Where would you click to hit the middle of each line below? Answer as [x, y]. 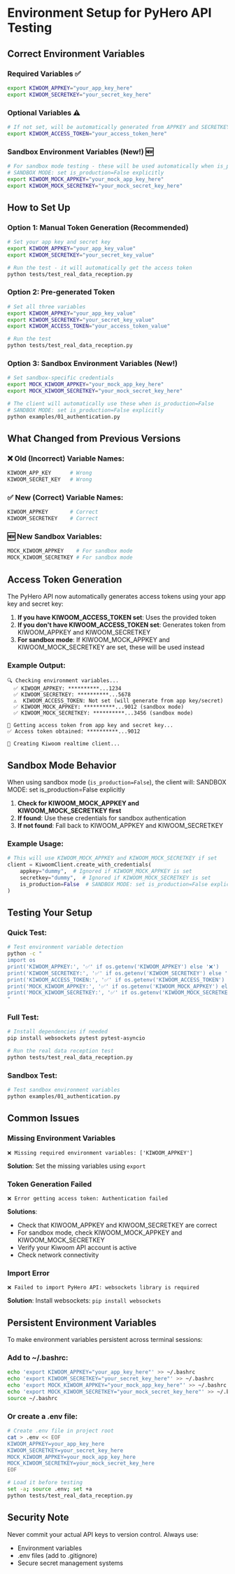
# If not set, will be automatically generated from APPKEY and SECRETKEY [119, 127]
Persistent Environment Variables [82, 1323]
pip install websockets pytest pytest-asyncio [76, 1038]
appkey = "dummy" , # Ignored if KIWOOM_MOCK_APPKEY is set [106, 871]
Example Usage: [36, 844]
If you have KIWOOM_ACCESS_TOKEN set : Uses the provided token [117, 617]
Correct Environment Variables [76, 54]
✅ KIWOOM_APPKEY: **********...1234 [67, 688]
